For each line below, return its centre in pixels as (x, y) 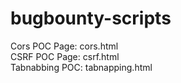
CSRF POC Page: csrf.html (65, 56)
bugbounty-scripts (91, 18)
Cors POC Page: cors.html (64, 46)
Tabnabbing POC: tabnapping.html (81, 67)
